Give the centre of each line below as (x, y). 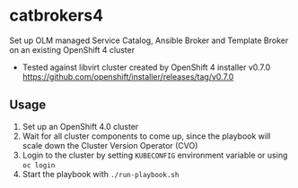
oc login (39, 165)
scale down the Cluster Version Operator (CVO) (110, 145)
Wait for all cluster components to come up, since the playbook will (146, 136)
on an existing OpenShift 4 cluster (72, 49)
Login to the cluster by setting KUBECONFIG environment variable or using (155, 155)
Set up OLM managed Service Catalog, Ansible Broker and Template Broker (149, 40)
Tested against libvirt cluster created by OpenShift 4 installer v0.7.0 (146, 67)
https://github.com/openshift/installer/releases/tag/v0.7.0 (128, 76)
